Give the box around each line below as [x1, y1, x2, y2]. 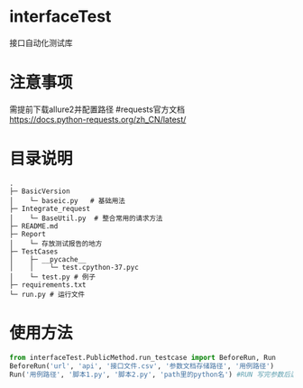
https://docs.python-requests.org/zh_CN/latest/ [9, 114, 187, 125]
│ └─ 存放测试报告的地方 [9, 239, 103, 248]
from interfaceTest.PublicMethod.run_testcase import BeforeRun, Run [9, 353, 277, 362]
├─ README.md [9, 221, 59, 231]
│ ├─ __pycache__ [9, 254, 87, 263]
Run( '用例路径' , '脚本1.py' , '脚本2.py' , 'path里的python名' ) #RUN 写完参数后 [9, 370, 291, 379]
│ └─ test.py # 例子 [9, 273, 96, 282]
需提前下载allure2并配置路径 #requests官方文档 [9, 104, 185, 115]
